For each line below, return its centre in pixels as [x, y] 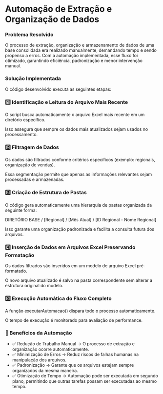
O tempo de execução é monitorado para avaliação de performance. [74, 320]
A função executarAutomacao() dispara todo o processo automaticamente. [80, 311]
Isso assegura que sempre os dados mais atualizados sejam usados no [77, 129]
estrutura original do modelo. [34, 285]
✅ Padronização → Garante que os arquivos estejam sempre [73, 365]
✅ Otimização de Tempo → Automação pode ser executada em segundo [85, 375]
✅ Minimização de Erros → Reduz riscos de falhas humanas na [75, 354]
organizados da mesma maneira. [45, 370]
